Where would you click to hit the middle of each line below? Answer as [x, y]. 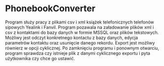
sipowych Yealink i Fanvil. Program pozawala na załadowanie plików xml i [80, 27]
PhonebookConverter [50, 9]
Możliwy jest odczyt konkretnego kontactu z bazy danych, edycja [72, 38]
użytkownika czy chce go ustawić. [40, 58]
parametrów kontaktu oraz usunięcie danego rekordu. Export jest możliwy [80, 43]
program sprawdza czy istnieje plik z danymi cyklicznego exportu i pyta [78, 53]
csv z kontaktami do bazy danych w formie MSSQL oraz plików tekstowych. [82, 32]
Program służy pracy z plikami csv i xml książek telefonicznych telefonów [80, 22]
